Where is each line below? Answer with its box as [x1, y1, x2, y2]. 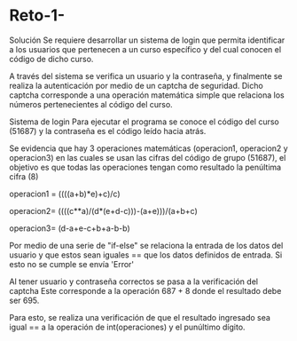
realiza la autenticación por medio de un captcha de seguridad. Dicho [9, 80, 263, 91]
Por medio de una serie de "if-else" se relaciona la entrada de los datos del [9, 240, 284, 250]
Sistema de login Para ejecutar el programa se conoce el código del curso [9, 116, 279, 127]
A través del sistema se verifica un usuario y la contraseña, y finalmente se [9, 70, 283, 81]
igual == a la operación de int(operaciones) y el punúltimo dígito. [9, 321, 246, 332]
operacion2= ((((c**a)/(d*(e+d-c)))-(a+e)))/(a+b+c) [9, 205, 198, 216]
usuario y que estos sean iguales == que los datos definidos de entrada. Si [9, 250, 283, 260]
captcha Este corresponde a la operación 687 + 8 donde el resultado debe [9, 285, 282, 296]
